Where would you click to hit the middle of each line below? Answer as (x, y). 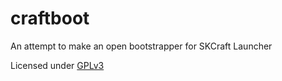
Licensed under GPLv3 (57, 65)
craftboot (50, 18)
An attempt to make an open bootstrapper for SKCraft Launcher (141, 46)
